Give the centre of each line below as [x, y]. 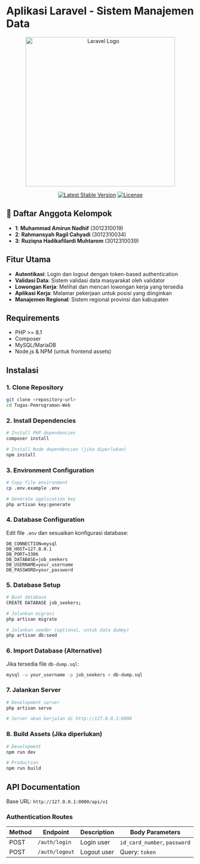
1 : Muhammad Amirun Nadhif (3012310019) [69, 228]
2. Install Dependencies [41, 421]
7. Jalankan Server [33, 690]
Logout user [97, 852]
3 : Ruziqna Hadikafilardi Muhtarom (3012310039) [77, 241]
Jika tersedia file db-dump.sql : [43, 664]
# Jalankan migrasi [30, 614]
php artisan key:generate [38, 504]
